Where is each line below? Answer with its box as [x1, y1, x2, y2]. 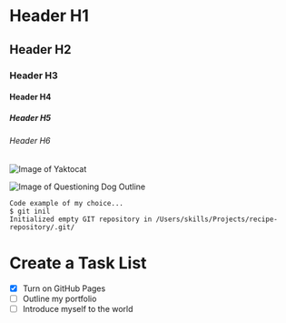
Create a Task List [9, 252, 147, 273]
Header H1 [9, 5, 89, 26]
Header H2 [9, 42, 72, 57]
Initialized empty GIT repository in [9, 215, 153, 224]
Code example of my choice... [9, 198, 124, 207]
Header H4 [9, 92, 52, 103]
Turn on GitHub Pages [22, 283, 106, 294]
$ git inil [9, 207, 51, 216]
